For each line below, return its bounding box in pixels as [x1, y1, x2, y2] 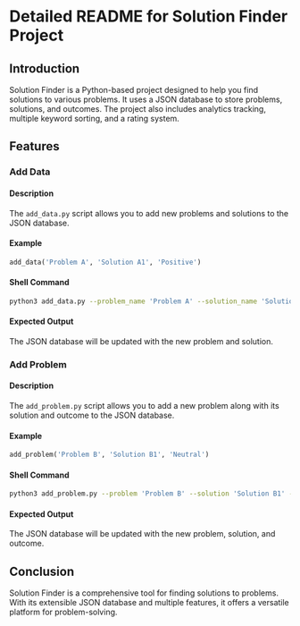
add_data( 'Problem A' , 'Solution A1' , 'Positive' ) [9, 258, 202, 266]
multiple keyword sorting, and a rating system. [9, 114, 180, 123]
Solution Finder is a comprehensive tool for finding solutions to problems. [9, 588, 279, 598]
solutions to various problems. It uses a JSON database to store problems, [9, 94, 283, 105]
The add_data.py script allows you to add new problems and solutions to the [9, 207, 289, 218]
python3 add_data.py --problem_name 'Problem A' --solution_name [9, 297, 257, 306]
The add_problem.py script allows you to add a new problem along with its [9, 401, 279, 410]
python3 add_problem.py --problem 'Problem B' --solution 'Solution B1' [9, 489, 286, 498]
